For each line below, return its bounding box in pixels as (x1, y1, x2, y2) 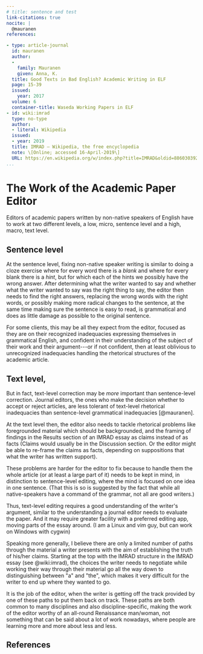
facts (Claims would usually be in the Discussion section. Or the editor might (6, 440, 196, 447)
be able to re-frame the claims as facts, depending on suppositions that (6, 447, 185, 454)
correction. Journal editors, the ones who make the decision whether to (6, 396, 185, 404)
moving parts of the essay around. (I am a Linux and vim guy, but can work (6, 522, 193, 529)
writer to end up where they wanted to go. (6, 578, 111, 586)
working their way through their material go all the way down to (6, 566, 164, 573)
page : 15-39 (11, 82, 42, 88)
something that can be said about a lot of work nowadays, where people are (6, 616, 196, 623)
